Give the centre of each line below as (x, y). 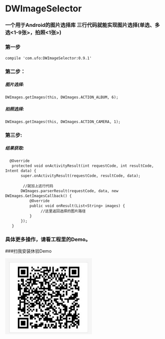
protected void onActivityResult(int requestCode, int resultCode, (83, 166)
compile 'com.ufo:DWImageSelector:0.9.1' (49, 58)
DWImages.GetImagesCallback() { (38, 196)
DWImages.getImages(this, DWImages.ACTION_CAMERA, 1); (63, 122)
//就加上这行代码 (38, 186)
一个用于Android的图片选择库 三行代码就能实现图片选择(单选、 (80, 25)
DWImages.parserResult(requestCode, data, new (70, 191)
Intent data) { (21, 171)
